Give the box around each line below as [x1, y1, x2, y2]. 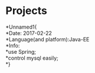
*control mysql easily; [5, 54, 58, 61]
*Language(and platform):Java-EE [5, 36, 90, 43]
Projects [5, 4, 48, 18]
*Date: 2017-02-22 [5, 29, 53, 36]
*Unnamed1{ [5, 23, 37, 30]
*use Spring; [5, 48, 37, 55]
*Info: [5, 42, 20, 49]
